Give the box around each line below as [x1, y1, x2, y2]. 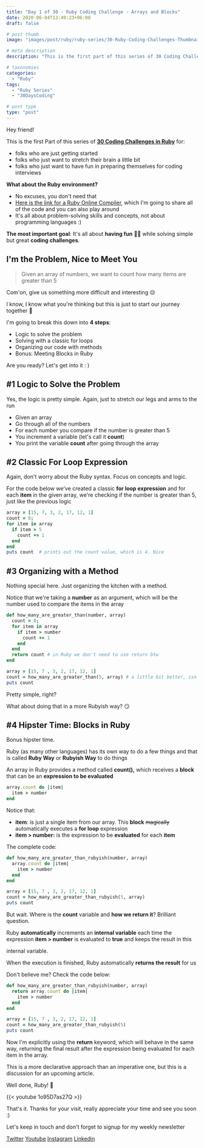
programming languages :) [15, 218, 82, 226]
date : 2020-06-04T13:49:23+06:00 [6, 15, 91, 21]
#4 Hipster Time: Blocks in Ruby [6, 720, 131, 730]
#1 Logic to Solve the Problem [6, 379, 120, 390]
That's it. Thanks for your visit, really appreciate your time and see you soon [6, 1105, 197, 1113]
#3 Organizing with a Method [6, 566, 119, 576]
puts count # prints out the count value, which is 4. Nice [6, 549, 165, 555]
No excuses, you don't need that [15, 192, 97, 199]
